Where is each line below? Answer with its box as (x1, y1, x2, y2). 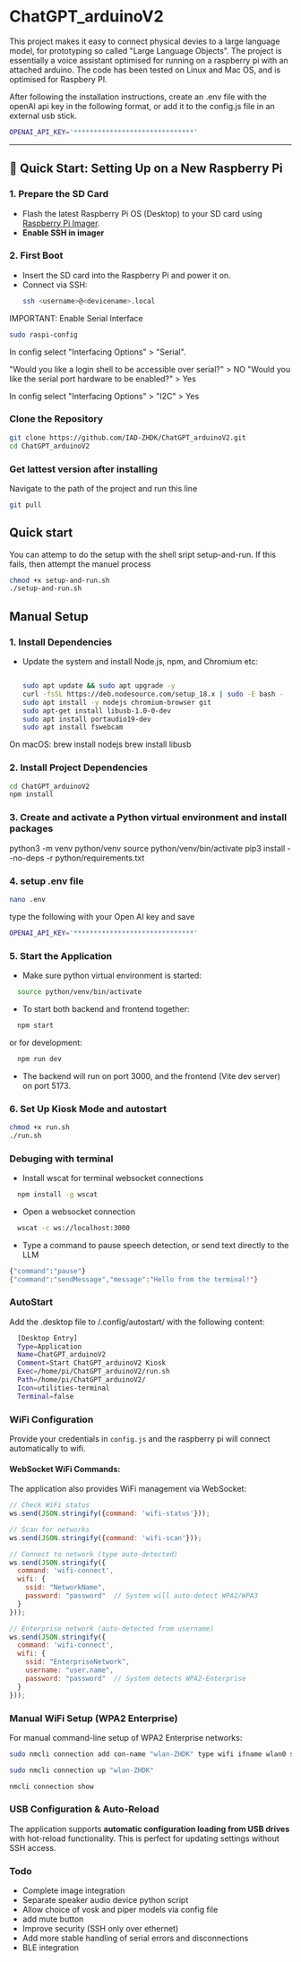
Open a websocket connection (21, 1206, 136, 1217)
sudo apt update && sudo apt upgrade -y (21, 681, 176, 690)
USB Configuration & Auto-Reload (9, 1803, 159, 1815)
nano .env (9, 895, 47, 904)
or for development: (9, 1037, 82, 1048)
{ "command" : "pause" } (9, 1266, 87, 1275)
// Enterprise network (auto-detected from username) (9, 1624, 215, 1633)
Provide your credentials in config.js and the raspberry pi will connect (9, 1434, 271, 1444)
